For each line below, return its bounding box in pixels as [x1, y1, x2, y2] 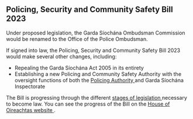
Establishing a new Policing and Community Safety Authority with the [14, 70, 182, 78]
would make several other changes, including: [6, 52, 117, 60]
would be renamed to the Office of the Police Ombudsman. [6, 35, 148, 43]
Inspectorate [14, 83, 46, 90]
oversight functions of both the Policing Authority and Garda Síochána [14, 76, 184, 83]
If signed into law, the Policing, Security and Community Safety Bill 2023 [6, 47, 181, 54]
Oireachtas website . [6, 106, 56, 113]
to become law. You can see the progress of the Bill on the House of [6, 100, 170, 107]
